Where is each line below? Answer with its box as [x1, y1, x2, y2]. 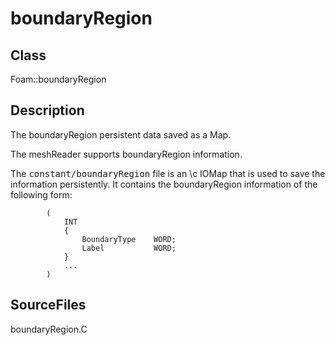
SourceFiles [10, 297, 87, 314]
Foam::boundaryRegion [10, 73, 107, 85]
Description [10, 102, 85, 119]
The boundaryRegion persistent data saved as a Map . [10, 128, 232, 141]
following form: [10, 188, 73, 201]
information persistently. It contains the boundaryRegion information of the [10, 178, 318, 190]
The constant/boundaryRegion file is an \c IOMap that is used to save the [10, 167, 326, 179]
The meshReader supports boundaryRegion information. [10, 148, 243, 160]
